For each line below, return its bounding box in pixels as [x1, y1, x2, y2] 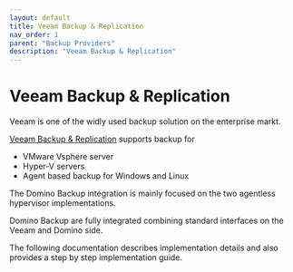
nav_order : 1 [9, 30, 59, 39]
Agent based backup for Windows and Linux [22, 170, 190, 181]
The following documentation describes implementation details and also [9, 242, 278, 254]
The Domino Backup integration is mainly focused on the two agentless [9, 188, 277, 199]
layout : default [9, 13, 71, 23]
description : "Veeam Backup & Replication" [9, 47, 177, 56]
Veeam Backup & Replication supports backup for [9, 133, 195, 145]
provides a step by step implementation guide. [9, 252, 183, 263]
